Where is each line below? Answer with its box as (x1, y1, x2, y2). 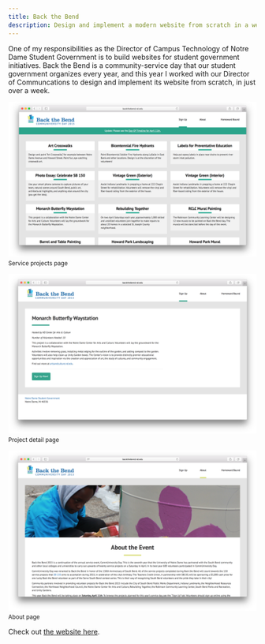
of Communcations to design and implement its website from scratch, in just (8, 77, 256, 87)
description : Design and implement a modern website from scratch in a (8, 21, 248, 29)
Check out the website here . (8, 627, 100, 637)
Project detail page (8, 436, 60, 444)
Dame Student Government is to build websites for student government (8, 52, 240, 62)
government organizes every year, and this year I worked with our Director (8, 69, 250, 78)
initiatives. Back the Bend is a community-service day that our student (8, 60, 237, 70)
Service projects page (8, 259, 69, 268)
